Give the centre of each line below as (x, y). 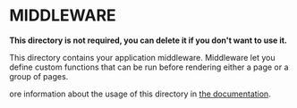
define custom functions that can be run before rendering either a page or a (149, 67)
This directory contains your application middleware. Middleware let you (142, 57)
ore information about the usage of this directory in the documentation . (140, 94)
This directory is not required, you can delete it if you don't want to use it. (148, 40)
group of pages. (39, 76)
